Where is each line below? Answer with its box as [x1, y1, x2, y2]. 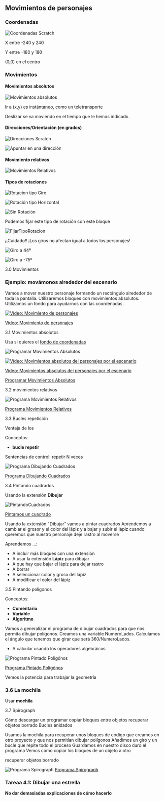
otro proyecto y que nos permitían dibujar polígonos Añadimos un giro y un [5, 737, 158, 743]
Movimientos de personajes [5, 4, 93, 12]
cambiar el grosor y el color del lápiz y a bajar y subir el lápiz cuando [5, 526, 145, 532]
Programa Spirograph [55, 767, 99, 773]
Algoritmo [12, 616, 33, 622]
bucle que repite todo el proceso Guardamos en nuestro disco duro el [5, 742, 147, 748]
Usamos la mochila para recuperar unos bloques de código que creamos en [5, 732, 160, 738]
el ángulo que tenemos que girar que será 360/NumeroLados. [5, 636, 131, 642]
